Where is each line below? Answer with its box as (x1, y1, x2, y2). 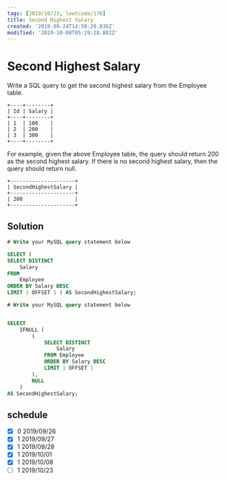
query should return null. (7, 165, 77, 173)
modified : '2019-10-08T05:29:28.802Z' (7, 29, 118, 36)
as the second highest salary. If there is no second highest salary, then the (7, 157, 218, 165)
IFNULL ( (19, 326, 45, 333)
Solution (7, 220, 44, 232)
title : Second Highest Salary (7, 16, 94, 23)
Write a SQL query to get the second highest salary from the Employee (7, 82, 207, 90)
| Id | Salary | (7, 108, 54, 115)
